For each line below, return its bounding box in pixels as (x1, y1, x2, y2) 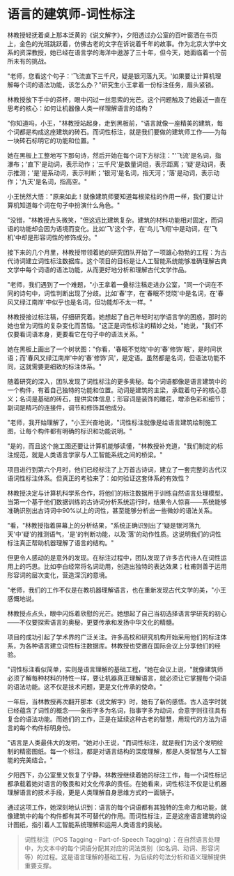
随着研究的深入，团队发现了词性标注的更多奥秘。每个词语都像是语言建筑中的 (7, 377, 227, 385)
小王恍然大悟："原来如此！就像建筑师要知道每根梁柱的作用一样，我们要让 (7, 192, 218, 200)
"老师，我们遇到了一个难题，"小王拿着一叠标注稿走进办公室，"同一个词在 (7, 280, 217, 288)
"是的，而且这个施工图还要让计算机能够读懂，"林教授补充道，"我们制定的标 (7, 441, 224, 450)
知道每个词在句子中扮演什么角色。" (19, 200, 120, 209)
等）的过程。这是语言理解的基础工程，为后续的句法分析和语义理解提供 (24, 852, 226, 861)
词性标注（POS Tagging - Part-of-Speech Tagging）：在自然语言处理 (24, 835, 221, 843)
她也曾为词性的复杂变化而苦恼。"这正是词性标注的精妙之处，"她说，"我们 (7, 321, 217, 329)
